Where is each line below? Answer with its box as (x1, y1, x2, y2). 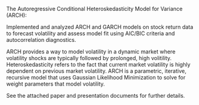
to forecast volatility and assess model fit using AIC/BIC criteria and (6, 30, 175, 37)
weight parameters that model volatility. (6, 80, 105, 87)
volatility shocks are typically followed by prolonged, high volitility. (6, 55, 172, 61)
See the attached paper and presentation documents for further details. (6, 92, 185, 99)
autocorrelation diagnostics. (6, 36, 76, 43)
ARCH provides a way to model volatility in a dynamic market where (6, 48, 176, 55)
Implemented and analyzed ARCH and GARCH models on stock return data (6, 24, 194, 30)
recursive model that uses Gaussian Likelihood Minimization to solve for (6, 74, 186, 81)
